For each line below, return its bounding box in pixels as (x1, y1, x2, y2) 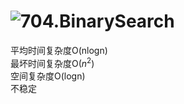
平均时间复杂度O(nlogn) (10, 44, 108, 56)
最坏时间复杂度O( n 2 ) (10, 55, 95, 69)
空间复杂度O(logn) (10, 70, 86, 82)
